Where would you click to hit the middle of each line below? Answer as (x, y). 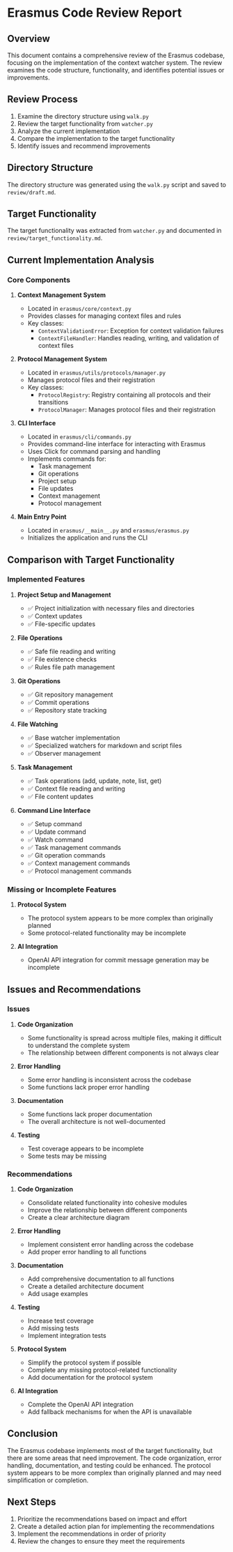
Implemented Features (46, 579)
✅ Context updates (55, 616)
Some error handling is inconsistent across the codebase (110, 1079)
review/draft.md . (32, 192)
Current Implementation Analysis (81, 260)
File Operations (40, 638)
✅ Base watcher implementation (74, 738)
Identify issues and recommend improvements (84, 146)
